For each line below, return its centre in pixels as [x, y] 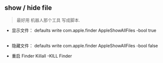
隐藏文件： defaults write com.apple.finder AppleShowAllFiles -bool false [85, 46]
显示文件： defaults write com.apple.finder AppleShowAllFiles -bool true [84, 30]
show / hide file [28, 8]
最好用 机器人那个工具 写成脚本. [48, 20]
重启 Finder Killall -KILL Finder [42, 56]
